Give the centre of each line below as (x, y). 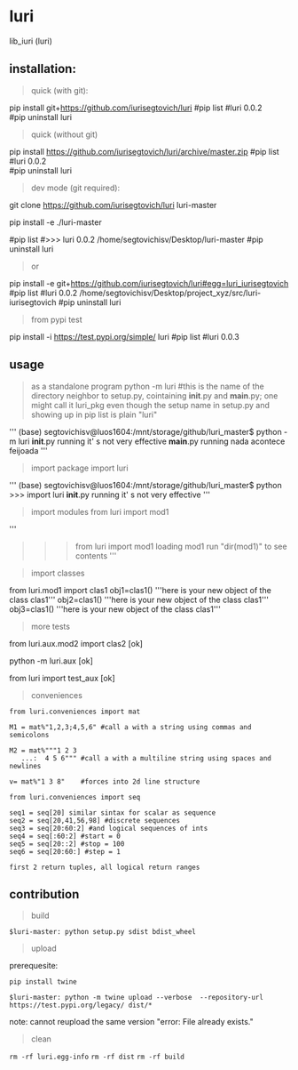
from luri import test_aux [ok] (62, 678)
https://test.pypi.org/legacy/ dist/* (81, 1006)
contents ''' (96, 555)
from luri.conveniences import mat (75, 712)
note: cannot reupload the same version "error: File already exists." (132, 1022)
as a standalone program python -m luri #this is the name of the (147, 386)
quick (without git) (64, 134)
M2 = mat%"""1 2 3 (43, 750)
